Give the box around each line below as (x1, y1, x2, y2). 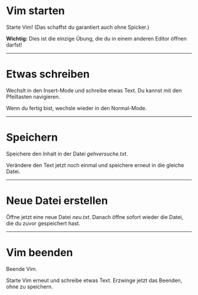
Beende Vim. (6, 265, 37, 272)
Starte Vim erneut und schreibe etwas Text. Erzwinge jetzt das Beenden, (6, 277, 183, 284)
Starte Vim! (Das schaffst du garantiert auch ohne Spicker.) (6, 24, 150, 31)
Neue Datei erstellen (6, 194, 108, 207)
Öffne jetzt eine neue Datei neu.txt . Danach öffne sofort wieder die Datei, (6, 213, 184, 220)
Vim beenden (6, 246, 73, 259)
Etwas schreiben (6, 68, 90, 81)
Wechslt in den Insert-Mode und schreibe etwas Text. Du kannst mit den (6, 87, 182, 94)
